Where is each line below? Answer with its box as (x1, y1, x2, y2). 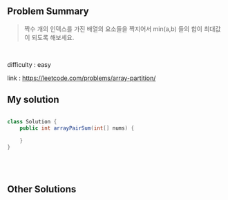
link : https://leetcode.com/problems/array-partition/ (7, 74, 156, 82)
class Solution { (7, 118, 57, 125)
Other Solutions (7, 183, 77, 195)
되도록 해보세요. (31, 33, 75, 41)
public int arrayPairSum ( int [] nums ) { (19, 124, 135, 132)
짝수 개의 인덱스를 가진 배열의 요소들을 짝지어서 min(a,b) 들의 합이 (23, 24, 202, 33)
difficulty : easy (7, 60, 52, 68)
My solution (7, 94, 60, 106)
